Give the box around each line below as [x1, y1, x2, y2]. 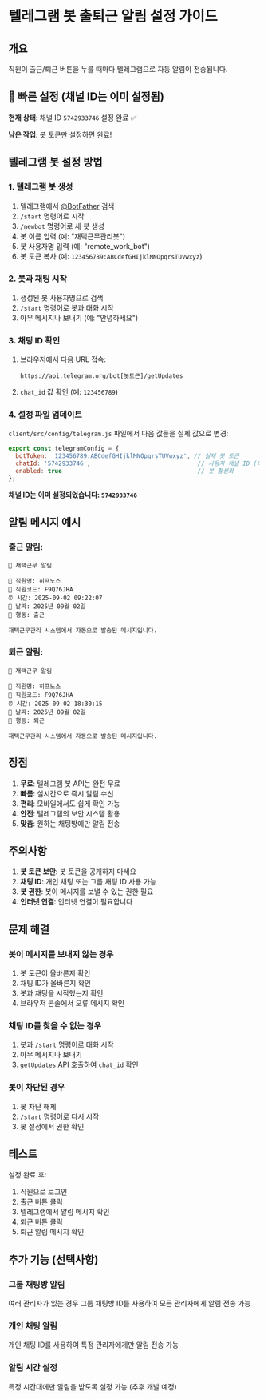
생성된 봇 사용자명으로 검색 [19, 293, 104, 303]
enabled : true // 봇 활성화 [15, 467, 234, 475]
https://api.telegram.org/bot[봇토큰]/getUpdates [19, 372, 183, 380]
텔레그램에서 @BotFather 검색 [19, 201, 115, 210]
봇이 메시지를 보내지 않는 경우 [8, 948, 114, 960]
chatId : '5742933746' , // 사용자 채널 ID [15, 459, 250, 468]
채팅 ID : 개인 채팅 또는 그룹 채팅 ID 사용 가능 [19, 877, 157, 887]
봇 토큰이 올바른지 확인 [19, 968, 91, 978]
